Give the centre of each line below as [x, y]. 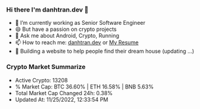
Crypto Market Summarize [46, 67]
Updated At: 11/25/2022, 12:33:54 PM [62, 99]
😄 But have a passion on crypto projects [66, 29]
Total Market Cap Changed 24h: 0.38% [64, 93]
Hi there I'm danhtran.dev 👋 [47, 10]
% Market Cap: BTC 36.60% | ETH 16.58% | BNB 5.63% [84, 87]
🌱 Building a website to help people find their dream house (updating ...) [105, 51]
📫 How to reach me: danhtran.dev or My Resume [77, 42]
